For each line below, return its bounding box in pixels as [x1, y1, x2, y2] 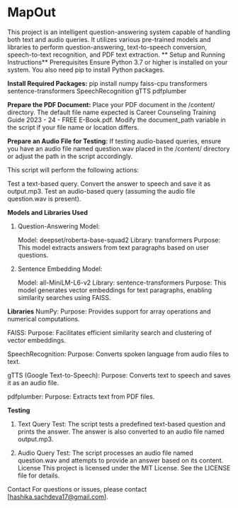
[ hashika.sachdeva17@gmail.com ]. [7, 492, 108, 501]
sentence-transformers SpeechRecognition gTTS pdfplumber [7, 87, 187, 95]
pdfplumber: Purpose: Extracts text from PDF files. [7, 392, 155, 401]
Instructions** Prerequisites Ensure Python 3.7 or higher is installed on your [7, 57, 228, 66]
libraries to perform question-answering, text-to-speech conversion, [7, 43, 208, 51]
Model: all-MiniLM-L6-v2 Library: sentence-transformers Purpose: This [17, 278, 227, 287]
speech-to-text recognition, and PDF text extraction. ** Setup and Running [7, 50, 225, 59]
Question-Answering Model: [17, 221, 101, 231]
